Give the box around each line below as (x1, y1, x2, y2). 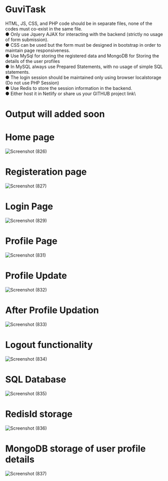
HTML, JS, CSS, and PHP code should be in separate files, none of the (5, 20, 153, 26)
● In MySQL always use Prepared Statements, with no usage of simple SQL (5, 63, 163, 70)
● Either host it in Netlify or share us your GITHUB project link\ (5, 90, 136, 97)
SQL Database (5, 373, 67, 385)
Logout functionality (5, 339, 93, 350)
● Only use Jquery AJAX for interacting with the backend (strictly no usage (5, 31, 163, 37)
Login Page (5, 201, 53, 212)
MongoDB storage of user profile (5, 443, 146, 454)
